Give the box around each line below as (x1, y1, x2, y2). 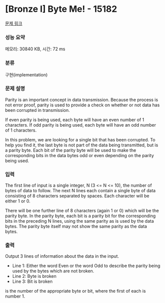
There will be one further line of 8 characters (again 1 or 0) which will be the (5, 208, 159, 214)
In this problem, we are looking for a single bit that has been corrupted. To (5, 136, 156, 142)
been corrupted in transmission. (5, 107, 70, 113)
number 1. (5, 293, 26, 299)
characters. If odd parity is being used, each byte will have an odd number (5, 122, 156, 128)
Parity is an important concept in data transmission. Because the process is (5, 97, 159, 102)
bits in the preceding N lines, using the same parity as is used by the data (5, 218, 154, 224)
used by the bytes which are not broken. (12, 268, 95, 274)
